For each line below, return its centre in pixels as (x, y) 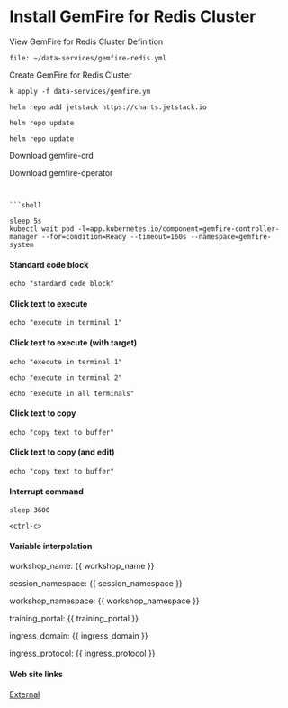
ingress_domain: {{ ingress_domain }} (79, 636)
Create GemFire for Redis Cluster (71, 75)
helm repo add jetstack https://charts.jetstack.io (108, 107)
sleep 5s (26, 221)
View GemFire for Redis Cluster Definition (86, 41)
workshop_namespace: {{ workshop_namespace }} (104, 601)
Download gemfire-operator (61, 172)
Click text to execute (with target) (73, 342)
